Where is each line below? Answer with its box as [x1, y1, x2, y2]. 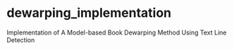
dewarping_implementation [6, 5, 172, 21]
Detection [6, 35, 35, 44]
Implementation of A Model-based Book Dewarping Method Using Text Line [6, 28, 227, 37]
